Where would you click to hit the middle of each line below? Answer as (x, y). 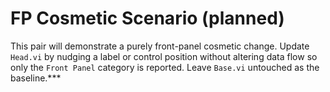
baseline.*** (36, 78)
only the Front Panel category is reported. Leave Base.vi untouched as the (165, 67)
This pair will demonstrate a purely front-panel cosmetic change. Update (160, 46)
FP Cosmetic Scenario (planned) (147, 18)
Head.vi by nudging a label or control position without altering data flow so (164, 56)
